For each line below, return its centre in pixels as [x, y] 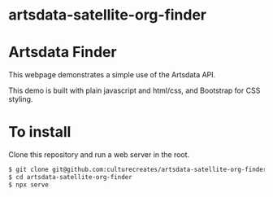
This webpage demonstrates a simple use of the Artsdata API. [112, 75]
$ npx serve [28, 185]
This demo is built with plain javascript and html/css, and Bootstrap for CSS [134, 90]
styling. [21, 99]
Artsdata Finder [63, 53]
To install [40, 132]
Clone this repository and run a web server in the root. [99, 155]
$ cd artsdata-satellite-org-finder [70, 177]
